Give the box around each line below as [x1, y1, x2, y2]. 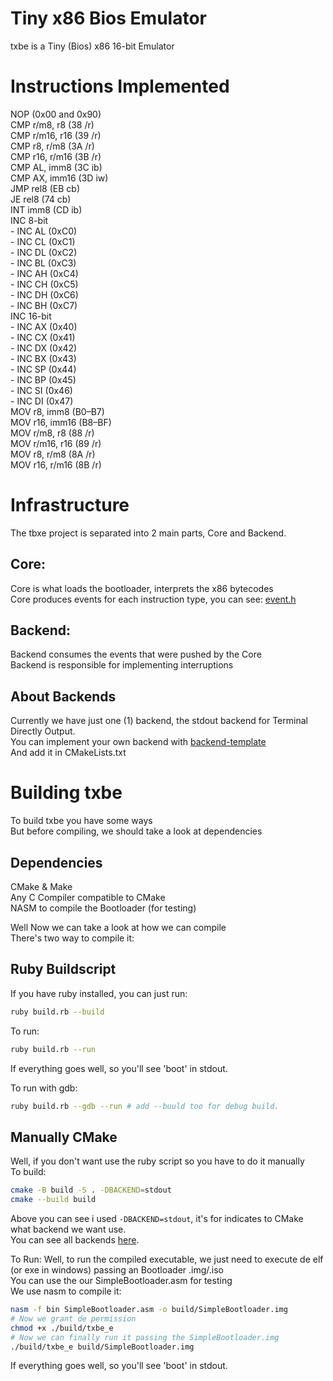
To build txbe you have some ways [10, 815, 153, 827]
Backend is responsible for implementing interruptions [10, 659, 234, 671]
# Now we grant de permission [10, 1313, 137, 1324]
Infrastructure [10, 494, 130, 517]
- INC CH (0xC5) [10, 278, 79, 290]
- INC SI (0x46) [10, 384, 73, 396]
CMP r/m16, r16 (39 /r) [10, 129, 102, 141]
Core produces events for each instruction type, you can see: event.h [10, 593, 297, 605]
